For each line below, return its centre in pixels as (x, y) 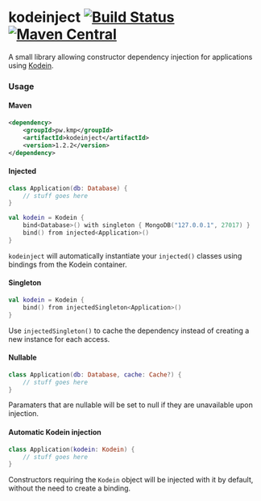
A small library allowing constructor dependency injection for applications (130, 57)
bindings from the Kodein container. (68, 264)
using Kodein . (31, 65)
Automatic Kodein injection (55, 432)
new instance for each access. (59, 339)
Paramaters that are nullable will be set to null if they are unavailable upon (131, 405)
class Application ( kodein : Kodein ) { (72, 449)
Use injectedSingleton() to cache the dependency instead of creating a (129, 330)
